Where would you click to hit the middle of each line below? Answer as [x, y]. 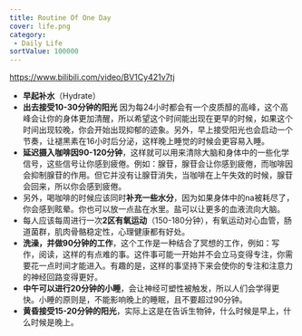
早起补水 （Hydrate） [62, 96]
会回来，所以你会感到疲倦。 [74, 187]
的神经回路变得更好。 [62, 277]
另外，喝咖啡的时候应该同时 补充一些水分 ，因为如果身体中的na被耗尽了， [158, 198]
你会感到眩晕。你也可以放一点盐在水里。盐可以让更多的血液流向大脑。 [154, 209]
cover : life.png [40, 26]
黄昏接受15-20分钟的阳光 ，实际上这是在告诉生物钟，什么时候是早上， [153, 311]
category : [28, 34]
